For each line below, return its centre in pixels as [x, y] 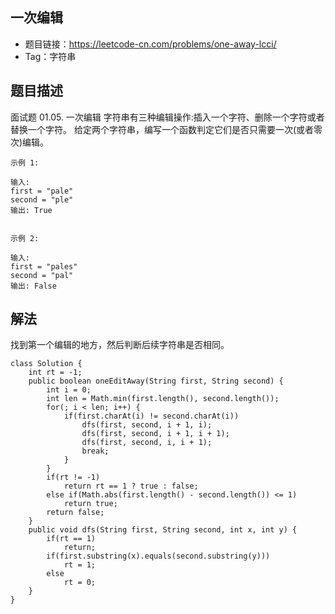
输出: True [31, 210]
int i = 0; [69, 390]
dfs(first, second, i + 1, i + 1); [155, 434]
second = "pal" [42, 275]
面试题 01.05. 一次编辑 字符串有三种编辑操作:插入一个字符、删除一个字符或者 [167, 117]
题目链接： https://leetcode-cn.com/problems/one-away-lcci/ [150, 44]
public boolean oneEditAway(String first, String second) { [156, 381]
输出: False [33, 286]
